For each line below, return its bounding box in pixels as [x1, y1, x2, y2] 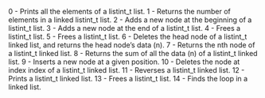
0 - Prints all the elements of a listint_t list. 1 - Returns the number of [8, 7, 231, 16]
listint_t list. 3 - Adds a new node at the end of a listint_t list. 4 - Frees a [8, 24, 241, 32]
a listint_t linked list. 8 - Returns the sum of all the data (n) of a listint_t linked [8, 49, 258, 58]
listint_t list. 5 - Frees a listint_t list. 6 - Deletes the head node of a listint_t [8, 32, 247, 41]
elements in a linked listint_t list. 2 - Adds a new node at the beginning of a [8, 15, 252, 24]
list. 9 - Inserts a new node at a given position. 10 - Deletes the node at [8, 57, 240, 66]
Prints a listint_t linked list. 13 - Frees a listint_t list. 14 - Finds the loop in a [8, 74, 248, 83]
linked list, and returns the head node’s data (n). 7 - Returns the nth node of [8, 40, 255, 50]
